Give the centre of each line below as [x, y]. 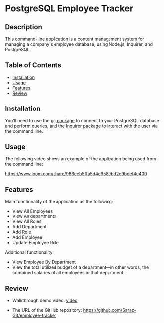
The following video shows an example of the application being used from [81, 159]
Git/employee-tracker [34, 315]
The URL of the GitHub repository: [47, 310]
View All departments [34, 216]
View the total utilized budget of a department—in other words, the [81, 267]
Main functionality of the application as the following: [59, 202]
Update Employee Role [36, 243]
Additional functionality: [29, 252]
